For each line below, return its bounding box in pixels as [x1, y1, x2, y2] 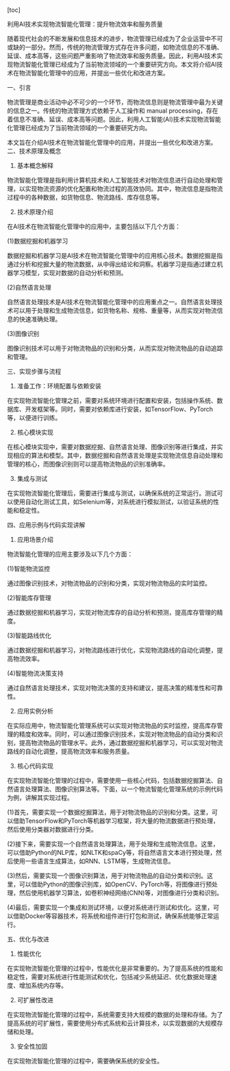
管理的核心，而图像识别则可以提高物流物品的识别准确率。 [7, 460, 169, 468]
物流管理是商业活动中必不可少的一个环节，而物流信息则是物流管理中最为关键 [7, 98, 223, 106]
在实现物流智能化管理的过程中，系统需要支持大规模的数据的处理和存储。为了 [7, 1011, 223, 1018]
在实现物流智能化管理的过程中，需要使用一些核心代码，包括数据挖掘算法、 [7, 777, 217, 784]
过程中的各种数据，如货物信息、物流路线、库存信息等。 [7, 193, 163, 201]
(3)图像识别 [7, 329, 40, 338]
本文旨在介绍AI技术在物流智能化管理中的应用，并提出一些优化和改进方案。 [7, 139, 217, 146]
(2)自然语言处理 [7, 283, 51, 291]
